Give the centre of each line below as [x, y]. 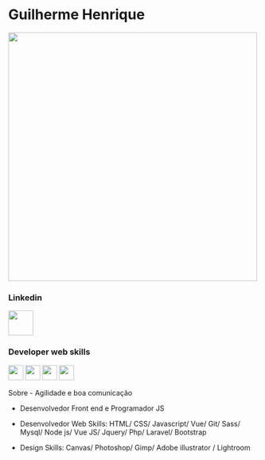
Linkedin [25, 298]
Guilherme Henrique [77, 15]
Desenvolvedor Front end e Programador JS [92, 408]
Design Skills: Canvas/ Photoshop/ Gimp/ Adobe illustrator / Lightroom [135, 447]
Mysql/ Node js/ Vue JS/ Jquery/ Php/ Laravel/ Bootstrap [113, 432]
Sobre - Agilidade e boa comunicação [70, 392]
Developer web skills [49, 352]
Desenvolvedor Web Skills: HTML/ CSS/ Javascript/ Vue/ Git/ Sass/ [130, 423]
